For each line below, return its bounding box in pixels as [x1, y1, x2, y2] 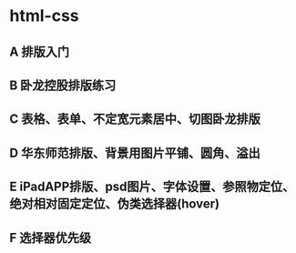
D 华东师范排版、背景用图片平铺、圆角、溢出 [9, 145, 261, 160]
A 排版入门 [9, 44, 70, 59]
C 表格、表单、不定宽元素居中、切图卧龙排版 [9, 111, 261, 127]
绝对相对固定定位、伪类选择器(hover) [9, 197, 220, 212]
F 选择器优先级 [9, 229, 92, 246]
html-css [9, 5, 79, 26]
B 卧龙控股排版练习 [9, 77, 117, 93]
